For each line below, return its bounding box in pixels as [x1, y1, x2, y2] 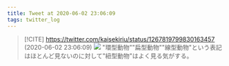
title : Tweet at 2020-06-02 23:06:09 [7, 10, 116, 17]
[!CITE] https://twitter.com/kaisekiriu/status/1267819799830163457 [23, 35, 215, 43]
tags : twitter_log [7, 16, 60, 23]
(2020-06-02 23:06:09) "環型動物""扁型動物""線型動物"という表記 [23, 43, 222, 51]
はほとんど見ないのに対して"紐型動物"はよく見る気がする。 [23, 52, 193, 60]
